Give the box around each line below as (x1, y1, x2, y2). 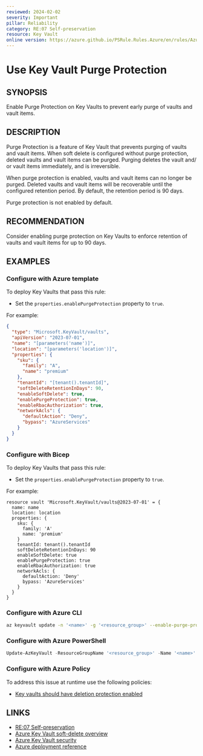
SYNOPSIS (6, 87, 48, 97)
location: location (11, 510, 61, 516)
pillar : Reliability (6, 20, 59, 26)
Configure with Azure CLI (6, 608, 82, 617)
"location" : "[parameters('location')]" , (11, 346, 118, 352)
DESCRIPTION (6, 127, 60, 137)
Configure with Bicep (6, 450, 70, 459)
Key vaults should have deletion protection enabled (14, 690, 143, 697)
